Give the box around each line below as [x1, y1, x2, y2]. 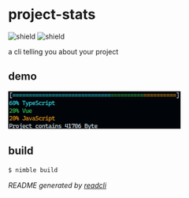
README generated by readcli [8, 180, 107, 190]
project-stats [8, 6, 96, 24]
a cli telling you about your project [8, 47, 119, 56]
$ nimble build [8, 166, 58, 174]
